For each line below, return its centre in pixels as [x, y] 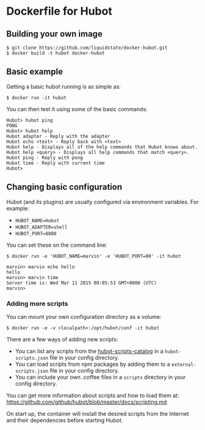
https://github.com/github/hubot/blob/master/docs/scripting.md [87, 402]
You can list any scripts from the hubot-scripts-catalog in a [89, 351]
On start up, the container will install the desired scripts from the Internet [98, 414]
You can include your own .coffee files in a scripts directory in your [100, 377]
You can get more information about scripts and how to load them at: [93, 395]
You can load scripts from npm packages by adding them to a [93, 364]
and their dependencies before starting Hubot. [65, 420]
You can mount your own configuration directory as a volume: [84, 316]
